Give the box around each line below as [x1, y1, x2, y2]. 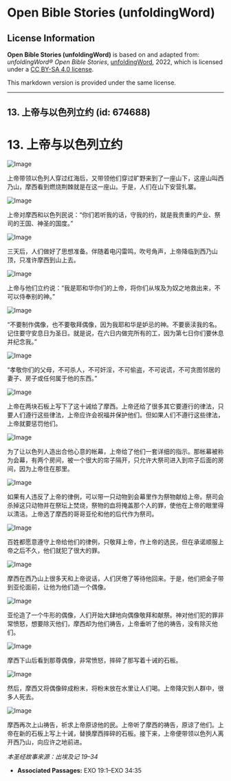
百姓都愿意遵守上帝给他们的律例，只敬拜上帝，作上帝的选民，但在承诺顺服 [7, 538, 218, 546]
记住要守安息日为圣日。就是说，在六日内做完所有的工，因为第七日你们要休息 [7, 329, 224, 337]
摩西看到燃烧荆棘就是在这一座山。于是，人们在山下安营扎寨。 [25, 183, 200, 191]
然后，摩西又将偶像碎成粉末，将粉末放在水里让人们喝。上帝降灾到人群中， [7, 684, 218, 693]
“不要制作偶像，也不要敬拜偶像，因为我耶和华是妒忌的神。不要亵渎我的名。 [7, 320, 221, 329]
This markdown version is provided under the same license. [7, 79, 177, 87]
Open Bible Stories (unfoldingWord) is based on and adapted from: [7, 50, 200, 59]
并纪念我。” [7, 337, 38, 346]
